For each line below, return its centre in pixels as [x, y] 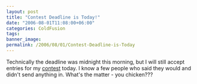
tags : [13, 34]
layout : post [22, 12]
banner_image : [24, 39]
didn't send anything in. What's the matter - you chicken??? [80, 74]
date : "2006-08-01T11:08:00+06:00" [51, 23]
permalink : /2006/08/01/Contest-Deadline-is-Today [71, 45]
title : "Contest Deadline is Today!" [53, 17]
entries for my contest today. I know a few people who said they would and [99, 68]
